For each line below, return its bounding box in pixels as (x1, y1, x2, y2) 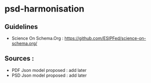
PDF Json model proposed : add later (11, 67, 87, 73)
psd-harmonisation (4, 3, 85, 14)
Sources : (4, 55, 35, 63)
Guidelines (4, 23, 38, 31)
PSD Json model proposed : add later (11, 72, 87, 78)
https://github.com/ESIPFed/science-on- (64, 35, 147, 41)
